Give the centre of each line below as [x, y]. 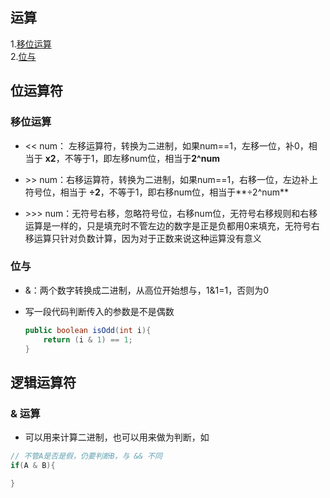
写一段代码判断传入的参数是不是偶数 [99, 311]
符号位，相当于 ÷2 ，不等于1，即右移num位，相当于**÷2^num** [157, 192]
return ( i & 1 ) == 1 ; [88, 339]
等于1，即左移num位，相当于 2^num [147, 158]
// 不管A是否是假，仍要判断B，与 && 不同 [86, 456]
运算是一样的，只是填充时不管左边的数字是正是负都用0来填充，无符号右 [172, 225]
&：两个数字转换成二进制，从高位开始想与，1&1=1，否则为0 [147, 290]
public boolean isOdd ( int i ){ [88, 330]
